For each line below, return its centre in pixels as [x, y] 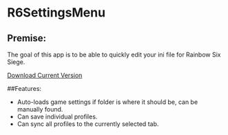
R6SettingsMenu [56, 13]
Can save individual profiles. [57, 116]
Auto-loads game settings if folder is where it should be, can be [107, 102]
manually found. [40, 109]
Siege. [16, 62]
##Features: [24, 89]
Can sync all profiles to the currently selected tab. [88, 124]
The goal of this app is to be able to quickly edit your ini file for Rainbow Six [114, 54]
